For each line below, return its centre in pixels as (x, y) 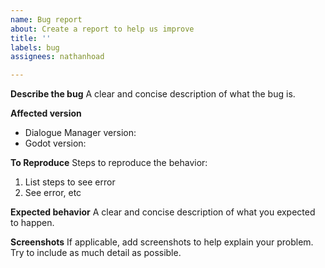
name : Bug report (46, 19)
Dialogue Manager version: (80, 133)
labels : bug (35, 47)
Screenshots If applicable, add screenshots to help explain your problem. (162, 242)
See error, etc (53, 193)
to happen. (32, 223)
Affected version (46, 113)
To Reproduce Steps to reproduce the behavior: (109, 163)
